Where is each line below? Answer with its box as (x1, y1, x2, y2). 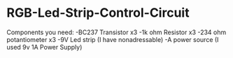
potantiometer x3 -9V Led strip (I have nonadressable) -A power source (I (6, 35, 219, 43)
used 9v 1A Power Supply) (6, 43, 83, 51)
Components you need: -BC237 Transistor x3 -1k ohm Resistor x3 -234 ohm (6, 28, 227, 36)
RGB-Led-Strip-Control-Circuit (6, 5, 190, 21)
